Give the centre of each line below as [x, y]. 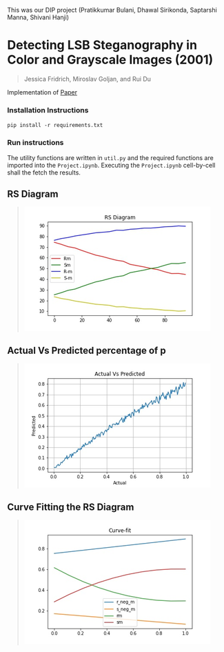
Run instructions [35, 143]
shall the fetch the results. [44, 172]
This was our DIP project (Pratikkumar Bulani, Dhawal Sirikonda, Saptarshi [112, 10]
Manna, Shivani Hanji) [38, 17]
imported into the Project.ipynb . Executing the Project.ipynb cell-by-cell [111, 165]
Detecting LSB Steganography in [102, 45]
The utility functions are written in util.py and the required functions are [110, 157]
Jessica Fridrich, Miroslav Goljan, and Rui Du [88, 79]
